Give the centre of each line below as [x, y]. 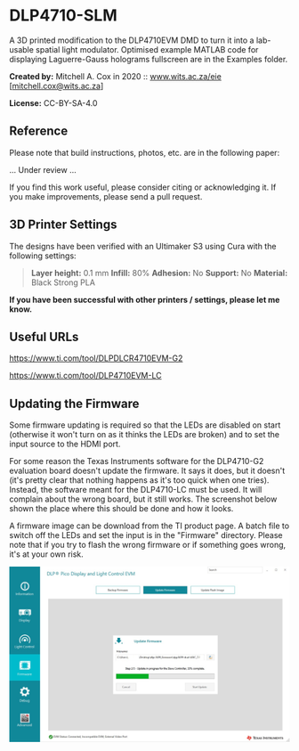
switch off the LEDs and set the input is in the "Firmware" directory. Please [146, 535]
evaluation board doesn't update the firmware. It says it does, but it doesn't [147, 471]
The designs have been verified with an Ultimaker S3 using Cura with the [143, 246]
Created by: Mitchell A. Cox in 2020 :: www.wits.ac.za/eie [116, 76]
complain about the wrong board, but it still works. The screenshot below [143, 499]
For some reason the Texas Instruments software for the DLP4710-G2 [137, 461]
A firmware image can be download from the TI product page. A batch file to [149, 526]
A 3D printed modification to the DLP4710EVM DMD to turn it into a [132, 40]
